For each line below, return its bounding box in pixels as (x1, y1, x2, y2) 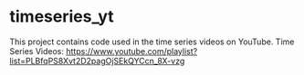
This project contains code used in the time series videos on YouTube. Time (9, 36, 295, 47)
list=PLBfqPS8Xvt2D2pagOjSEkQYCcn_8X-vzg (9, 55, 185, 66)
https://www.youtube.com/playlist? (65, 45, 198, 56)
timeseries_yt (9, 6, 114, 27)
